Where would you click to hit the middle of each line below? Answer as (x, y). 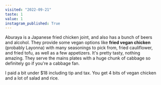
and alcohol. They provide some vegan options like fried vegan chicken (78, 43)
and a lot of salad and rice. (32, 78)
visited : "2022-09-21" (28, 10)
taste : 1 (14, 14)
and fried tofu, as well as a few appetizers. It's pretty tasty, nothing (73, 53)
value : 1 (14, 19)
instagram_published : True (33, 23)
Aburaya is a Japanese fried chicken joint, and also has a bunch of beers (79, 37)
